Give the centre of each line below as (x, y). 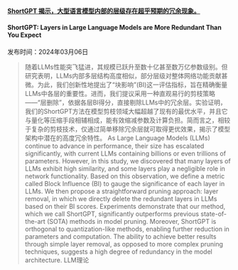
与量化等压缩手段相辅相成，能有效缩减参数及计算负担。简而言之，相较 (128, 120)
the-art (35, 221)
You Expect (25, 35)
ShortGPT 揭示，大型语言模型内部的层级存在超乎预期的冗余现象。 (104, 11)
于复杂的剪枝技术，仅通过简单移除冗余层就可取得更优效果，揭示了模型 (128, 129)
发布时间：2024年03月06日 (48, 52)
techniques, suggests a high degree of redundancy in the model (119, 252)
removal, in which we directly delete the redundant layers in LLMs (121, 198)
